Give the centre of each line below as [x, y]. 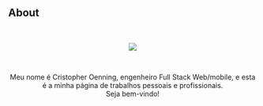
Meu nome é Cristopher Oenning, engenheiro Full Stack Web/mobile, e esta [133, 77]
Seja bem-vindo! [133, 93]
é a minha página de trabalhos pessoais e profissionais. [133, 85]
